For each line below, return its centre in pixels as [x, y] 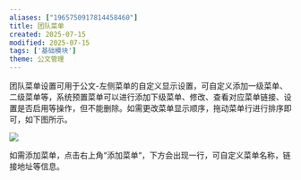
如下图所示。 [48, 119]
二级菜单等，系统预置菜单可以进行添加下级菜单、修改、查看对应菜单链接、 [146, 97]
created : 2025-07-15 [48, 34]
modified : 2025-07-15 [50, 43]
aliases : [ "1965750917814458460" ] [74, 17]
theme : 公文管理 [37, 59]
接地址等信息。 [37, 166]
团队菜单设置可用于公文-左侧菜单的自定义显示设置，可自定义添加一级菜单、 [149, 86]
